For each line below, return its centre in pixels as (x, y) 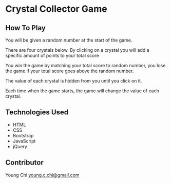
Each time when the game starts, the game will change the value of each (82, 91)
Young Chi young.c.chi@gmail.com (42, 175)
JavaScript (24, 141)
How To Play (26, 28)
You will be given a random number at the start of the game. (69, 40)
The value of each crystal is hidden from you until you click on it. (74, 81)
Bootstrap (23, 135)
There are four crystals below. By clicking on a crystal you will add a (78, 50)
